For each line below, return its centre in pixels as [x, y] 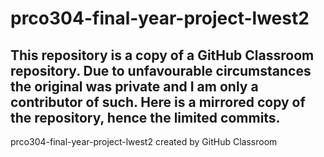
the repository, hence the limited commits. [145, 117]
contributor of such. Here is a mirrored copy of [158, 102]
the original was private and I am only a [134, 86]
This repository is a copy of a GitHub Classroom [162, 55]
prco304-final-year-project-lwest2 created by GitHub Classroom [144, 141]
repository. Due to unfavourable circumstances [161, 70]
